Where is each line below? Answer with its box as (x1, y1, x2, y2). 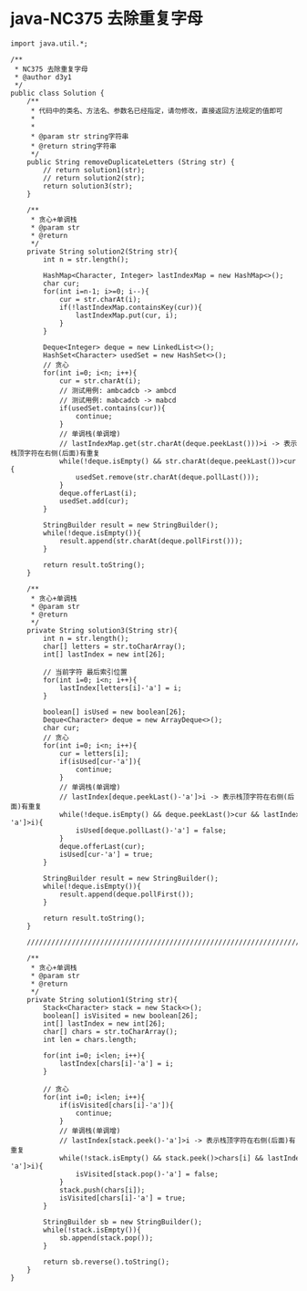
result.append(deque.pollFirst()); (58, 890, 195, 899)
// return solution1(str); (43, 165, 146, 174)
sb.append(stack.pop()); (58, 1233, 154, 1243)
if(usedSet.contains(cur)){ (58, 403, 167, 413)
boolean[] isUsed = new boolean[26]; (43, 707, 186, 717)
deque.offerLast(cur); (58, 842, 146, 851)
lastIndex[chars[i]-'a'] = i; (58, 1059, 174, 1068)
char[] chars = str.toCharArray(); (43, 1027, 179, 1036)
